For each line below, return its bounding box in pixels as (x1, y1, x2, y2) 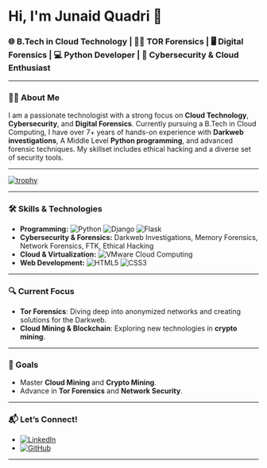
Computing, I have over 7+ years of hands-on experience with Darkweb (8, 127, 244, 137)
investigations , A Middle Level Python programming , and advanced (8, 135, 233, 145)
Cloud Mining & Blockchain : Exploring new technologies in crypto (19, 323, 238, 333)
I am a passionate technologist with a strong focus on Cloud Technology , (8, 110, 249, 120)
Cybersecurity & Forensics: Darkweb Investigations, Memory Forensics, (19, 233, 258, 242)
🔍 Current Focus (8, 286, 75, 296)
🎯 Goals (8, 359, 39, 370)
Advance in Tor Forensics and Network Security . (19, 385, 183, 396)
